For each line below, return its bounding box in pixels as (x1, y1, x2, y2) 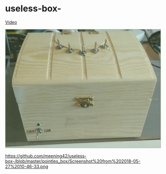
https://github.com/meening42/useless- (5, 153, 87, 159)
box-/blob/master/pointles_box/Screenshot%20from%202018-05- (5, 158, 141, 164)
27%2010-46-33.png (5, 164, 48, 170)
